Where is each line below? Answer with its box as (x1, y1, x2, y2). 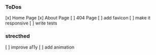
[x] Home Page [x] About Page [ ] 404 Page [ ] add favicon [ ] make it (5, 15, 151, 21)
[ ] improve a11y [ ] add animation (5, 44, 75, 50)
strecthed (5, 32, 30, 39)
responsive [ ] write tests (5, 20, 57, 26)
